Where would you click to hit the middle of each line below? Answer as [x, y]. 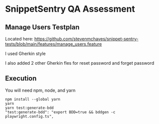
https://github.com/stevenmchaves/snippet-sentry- [86, 39]
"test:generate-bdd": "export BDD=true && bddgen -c [60, 112]
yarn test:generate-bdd [30, 108]
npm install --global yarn [33, 99]
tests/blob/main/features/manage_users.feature [54, 44]
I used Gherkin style [25, 53]
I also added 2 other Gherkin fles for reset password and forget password [79, 63]
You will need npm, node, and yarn [40, 90]
